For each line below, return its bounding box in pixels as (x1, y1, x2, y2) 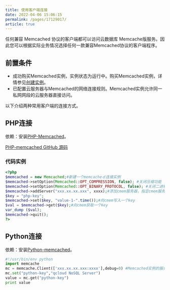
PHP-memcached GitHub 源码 (5, 144, 68, 150)
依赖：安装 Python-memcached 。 (5, 246, 75, 253)
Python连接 (5, 232, 42, 241)
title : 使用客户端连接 (5, 7, 48, 13)
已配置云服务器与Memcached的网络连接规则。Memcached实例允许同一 (12, 86, 162, 92)
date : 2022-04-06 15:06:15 (5, 12, 62, 17)
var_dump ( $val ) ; (5, 208, 42, 213)
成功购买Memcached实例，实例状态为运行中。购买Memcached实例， (12, 73, 158, 79)
